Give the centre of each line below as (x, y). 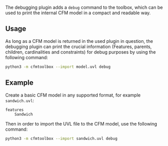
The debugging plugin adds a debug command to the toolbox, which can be (84, 7)
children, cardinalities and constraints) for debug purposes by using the (81, 52)
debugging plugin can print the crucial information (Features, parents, (79, 46)
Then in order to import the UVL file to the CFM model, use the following (81, 124)
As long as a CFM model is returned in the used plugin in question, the (79, 41)
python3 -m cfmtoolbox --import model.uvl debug (58, 67)
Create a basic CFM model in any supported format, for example (73, 95)
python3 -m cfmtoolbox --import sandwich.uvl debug (61, 138)
